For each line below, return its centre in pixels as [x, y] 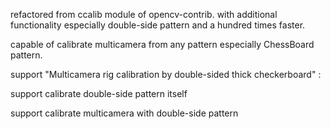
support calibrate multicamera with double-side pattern [124, 113]
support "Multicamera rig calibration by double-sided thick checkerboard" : [166, 74]
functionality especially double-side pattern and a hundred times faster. [158, 25]
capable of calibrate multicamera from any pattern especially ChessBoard [162, 44]
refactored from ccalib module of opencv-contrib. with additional [144, 14]
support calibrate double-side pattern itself [99, 93]
